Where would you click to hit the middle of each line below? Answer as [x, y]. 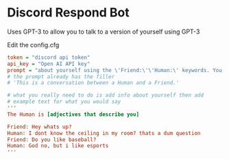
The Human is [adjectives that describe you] [73, 114]
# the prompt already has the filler [61, 77]
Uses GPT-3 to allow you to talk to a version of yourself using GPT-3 [104, 32]
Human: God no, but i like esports [58, 146]
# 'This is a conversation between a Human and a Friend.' [93, 83]
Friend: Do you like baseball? [52, 139]
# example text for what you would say [64, 102]
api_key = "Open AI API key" [49, 64]
